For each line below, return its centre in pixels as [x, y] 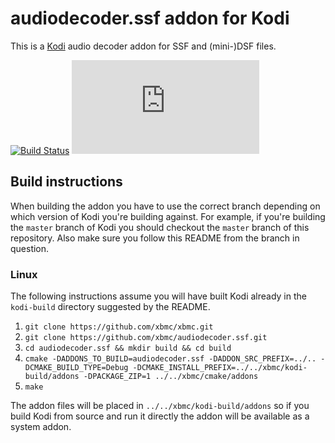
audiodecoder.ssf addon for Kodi [150, 18]
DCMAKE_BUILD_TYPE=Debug [76, 368]
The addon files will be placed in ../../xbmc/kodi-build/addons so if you [160, 406]
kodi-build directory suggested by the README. [110, 307]
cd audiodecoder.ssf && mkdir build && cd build [128, 348]
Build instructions [66, 182]
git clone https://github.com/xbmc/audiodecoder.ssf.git [146, 338]
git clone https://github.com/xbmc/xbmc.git [119, 327]
